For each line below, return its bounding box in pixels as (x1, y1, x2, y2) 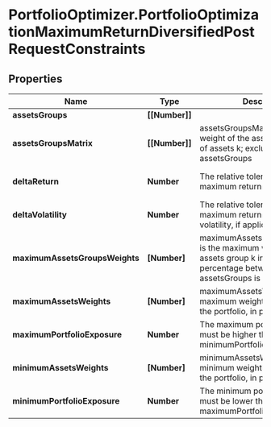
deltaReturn (12, 176, 59, 187)
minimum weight (199, 363, 262, 373)
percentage (199, 263, 244, 273)
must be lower (199, 396, 254, 406)
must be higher (199, 329, 257, 340)
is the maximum (199, 243, 260, 253)
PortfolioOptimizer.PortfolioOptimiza (8, 6, 260, 24)
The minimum (199, 385, 252, 396)
